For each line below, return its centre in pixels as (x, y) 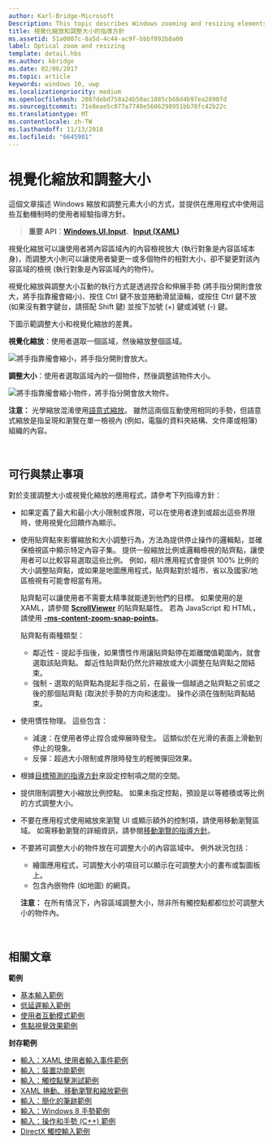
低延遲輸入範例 (45, 1006)
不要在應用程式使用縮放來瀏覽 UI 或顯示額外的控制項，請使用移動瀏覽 (136, 820)
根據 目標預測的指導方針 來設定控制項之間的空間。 (102, 776)
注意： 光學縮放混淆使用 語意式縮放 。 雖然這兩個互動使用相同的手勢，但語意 (135, 410)
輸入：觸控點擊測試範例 (59, 1081)
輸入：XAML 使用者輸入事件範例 (74, 1060)
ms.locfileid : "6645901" (50, 137)
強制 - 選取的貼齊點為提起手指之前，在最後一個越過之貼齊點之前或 (143, 683)
